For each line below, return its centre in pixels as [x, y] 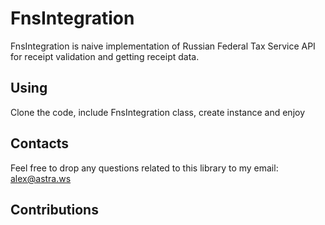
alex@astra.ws [41, 178]
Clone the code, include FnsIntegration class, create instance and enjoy [158, 112]
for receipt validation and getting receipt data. [105, 56]
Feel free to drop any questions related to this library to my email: [144, 168]
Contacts [40, 143]
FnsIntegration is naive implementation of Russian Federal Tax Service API [163, 46]
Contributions [54, 209]
